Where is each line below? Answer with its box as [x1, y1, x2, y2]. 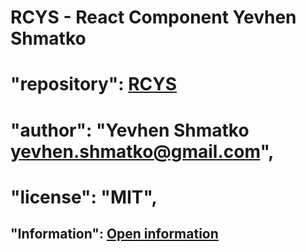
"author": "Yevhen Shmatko [10, 119, 250, 141]
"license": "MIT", [10, 186, 158, 208]
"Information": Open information [10, 226, 219, 243]
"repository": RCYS [10, 73, 178, 96]
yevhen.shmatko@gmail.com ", [10, 140, 275, 163]
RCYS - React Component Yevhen [10, 6, 297, 29]
